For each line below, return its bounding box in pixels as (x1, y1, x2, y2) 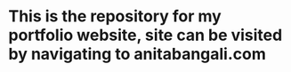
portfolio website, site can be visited (8, 25, 283, 45)
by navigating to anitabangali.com (8, 44, 266, 64)
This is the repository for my (8, 6, 222, 27)
